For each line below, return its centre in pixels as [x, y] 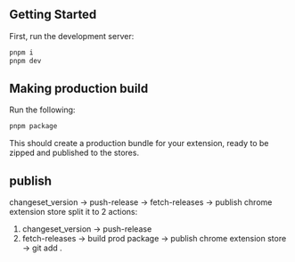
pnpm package [33, 127]
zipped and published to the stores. [74, 153]
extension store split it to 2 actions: [74, 212]
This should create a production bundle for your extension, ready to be [139, 143]
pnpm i [21, 53]
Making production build [79, 88]
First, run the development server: [72, 36]
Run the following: [42, 110]
